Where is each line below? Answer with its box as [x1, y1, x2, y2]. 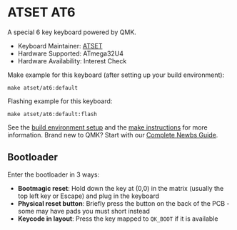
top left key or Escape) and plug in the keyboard [17, 192, 159, 200]
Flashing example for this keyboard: [7, 97, 113, 105]
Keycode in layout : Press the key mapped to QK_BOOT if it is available [17, 214, 218, 223]
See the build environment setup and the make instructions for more [7, 122, 208, 132]
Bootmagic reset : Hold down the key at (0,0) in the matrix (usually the [17, 184, 224, 192]
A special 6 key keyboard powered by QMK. [7, 28, 137, 36]
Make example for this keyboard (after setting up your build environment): [7, 70, 225, 79]
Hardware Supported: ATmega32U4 [17, 49, 123, 58]
